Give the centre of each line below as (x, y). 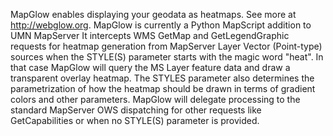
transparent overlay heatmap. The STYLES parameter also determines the (162, 78)
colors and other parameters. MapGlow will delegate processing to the (155, 99)
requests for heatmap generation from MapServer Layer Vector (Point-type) (166, 46)
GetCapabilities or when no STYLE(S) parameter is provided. (135, 120)
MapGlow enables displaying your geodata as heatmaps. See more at (153, 14)
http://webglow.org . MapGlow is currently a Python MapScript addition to (161, 25)
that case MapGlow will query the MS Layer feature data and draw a (150, 67)
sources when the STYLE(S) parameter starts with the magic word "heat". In (167, 57)
